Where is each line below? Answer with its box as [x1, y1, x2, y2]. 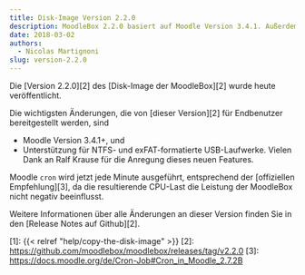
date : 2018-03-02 [9, 30, 75, 39]
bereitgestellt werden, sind [9, 117, 110, 128]
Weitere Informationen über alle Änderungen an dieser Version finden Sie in [9, 209, 292, 219]
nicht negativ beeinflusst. [9, 192, 104, 201]
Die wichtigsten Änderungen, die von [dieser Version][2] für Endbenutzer [9, 108, 283, 118]
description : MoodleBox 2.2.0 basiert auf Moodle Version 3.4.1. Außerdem [9, 22, 299, 31]
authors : [9, 38, 43, 48]
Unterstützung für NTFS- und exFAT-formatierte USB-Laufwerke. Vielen [22, 144, 292, 155]
